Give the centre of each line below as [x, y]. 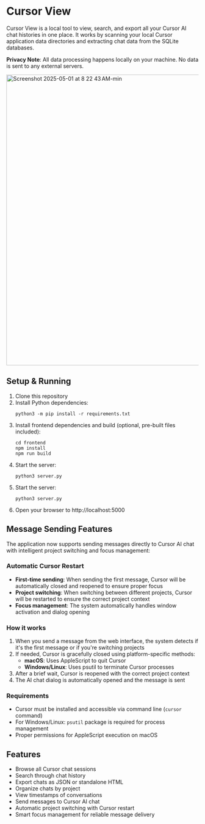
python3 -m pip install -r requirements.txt [73, 414]
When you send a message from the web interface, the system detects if [106, 641]
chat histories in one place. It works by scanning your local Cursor [89, 34]
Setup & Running [39, 381]
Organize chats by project [48, 789]
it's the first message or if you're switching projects [80, 648]
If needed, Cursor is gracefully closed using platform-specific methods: [105, 654]
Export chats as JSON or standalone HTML [69, 782]
